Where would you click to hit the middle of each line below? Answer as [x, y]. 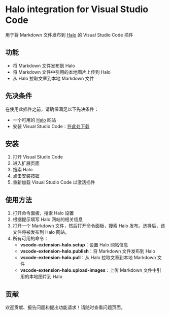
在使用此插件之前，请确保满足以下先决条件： [52, 109]
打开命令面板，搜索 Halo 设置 [43, 213]
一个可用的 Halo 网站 [34, 120]
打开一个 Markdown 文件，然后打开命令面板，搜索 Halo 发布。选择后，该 [89, 226]
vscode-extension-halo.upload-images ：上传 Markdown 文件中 [89, 270]
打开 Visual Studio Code [38, 157]
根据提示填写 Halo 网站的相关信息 [47, 219]
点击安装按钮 [26, 176]
